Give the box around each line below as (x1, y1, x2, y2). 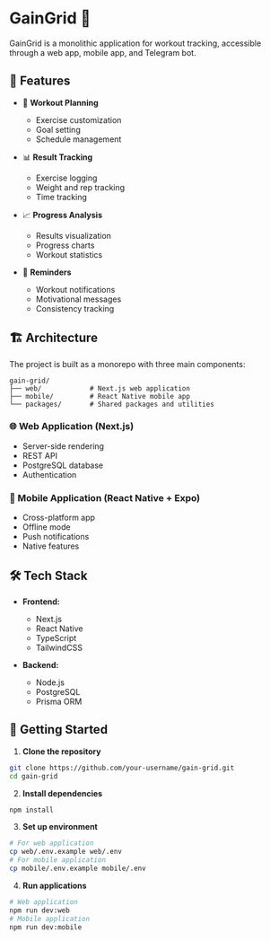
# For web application (9, 839, 94, 848)
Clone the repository (22, 745, 101, 757)
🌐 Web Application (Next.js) (9, 420, 135, 433)
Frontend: (22, 596, 60, 607)
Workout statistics (35, 249, 103, 259)
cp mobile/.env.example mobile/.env (9, 864, 146, 874)
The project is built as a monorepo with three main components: (9, 358, 246, 369)
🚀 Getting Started (9, 722, 109, 737)
